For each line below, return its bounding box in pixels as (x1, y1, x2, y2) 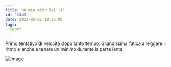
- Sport (5, 27, 22, 32)
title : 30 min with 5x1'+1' (5, 7, 66, 13)
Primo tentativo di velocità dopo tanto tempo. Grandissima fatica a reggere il (5, 40, 166, 47)
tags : (5, 21, 17, 27)
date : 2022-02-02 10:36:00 (5, 17, 63, 22)
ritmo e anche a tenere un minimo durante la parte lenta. (5, 46, 124, 52)
